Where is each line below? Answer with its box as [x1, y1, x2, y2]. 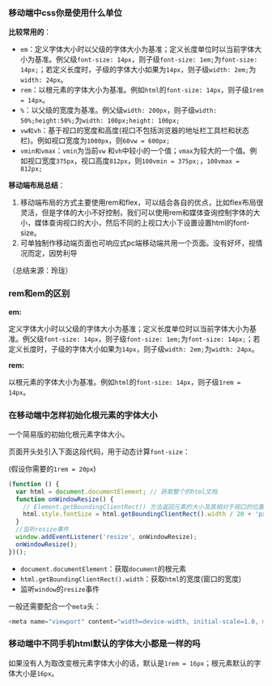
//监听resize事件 [15, 525, 70, 533]
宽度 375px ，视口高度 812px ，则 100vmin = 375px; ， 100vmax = [41, 156, 240, 166]
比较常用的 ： [8, 27, 51, 37]
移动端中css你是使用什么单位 [8, 6, 123, 18]
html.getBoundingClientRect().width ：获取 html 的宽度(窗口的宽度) [19, 574, 242, 584]
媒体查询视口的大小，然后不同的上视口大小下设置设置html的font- [34, 218, 250, 228]
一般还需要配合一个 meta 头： [8, 601, 101, 610]
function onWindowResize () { [15, 495, 114, 503]
